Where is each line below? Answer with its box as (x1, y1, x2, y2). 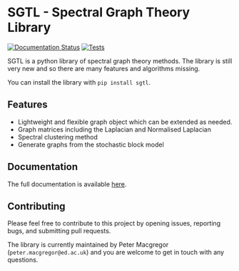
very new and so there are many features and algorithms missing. (7, 64, 200, 73)
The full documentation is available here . (7, 179, 127, 188)
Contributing (7, 200, 66, 212)
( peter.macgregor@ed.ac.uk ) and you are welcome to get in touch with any (7, 248, 225, 257)
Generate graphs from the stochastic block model (17, 140, 164, 149)
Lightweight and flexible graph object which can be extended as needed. (17, 117, 233, 126)
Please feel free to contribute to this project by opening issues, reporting (7, 219, 221, 228)
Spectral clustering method (17, 132, 98, 141)
